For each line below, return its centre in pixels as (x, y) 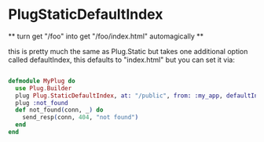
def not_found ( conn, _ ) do (59, 110)
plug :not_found (42, 103)
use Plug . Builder (44, 88)
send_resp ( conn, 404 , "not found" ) (81, 118)
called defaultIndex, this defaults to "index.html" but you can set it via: (122, 60)
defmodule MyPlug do (42, 81)
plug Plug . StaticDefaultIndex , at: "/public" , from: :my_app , (119, 96)
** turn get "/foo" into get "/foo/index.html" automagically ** (106, 36)
